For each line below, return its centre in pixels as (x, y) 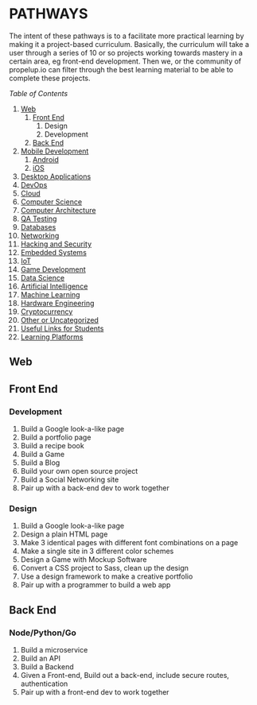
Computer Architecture (58, 210)
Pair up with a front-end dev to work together (95, 692)
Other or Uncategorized (59, 320)
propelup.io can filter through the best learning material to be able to (121, 69)
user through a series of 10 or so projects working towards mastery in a (126, 52)
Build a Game (43, 455)
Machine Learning (50, 294)
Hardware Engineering (57, 303)
